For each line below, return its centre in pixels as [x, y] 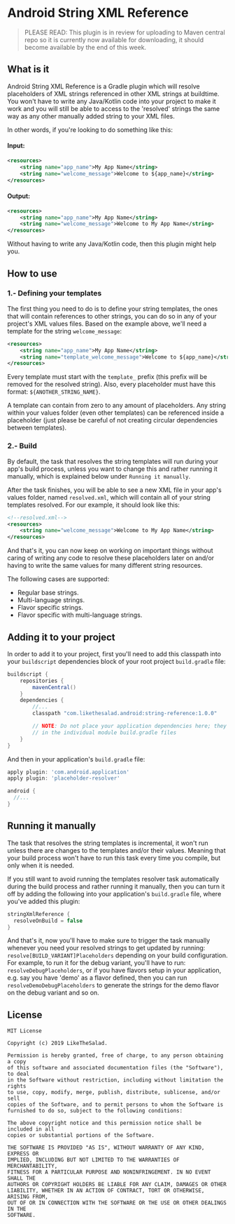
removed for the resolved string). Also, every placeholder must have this [112, 385]
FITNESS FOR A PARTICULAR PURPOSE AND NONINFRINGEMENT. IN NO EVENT [109, 1172]
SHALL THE [22, 1178]
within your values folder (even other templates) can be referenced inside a [116, 413]
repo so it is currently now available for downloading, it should [114, 39]
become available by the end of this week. [85, 47]
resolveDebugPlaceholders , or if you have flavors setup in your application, [114, 971]
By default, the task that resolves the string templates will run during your [113, 461]
